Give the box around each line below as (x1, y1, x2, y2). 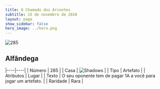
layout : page (5, 16, 33, 21)
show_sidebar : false (5, 21, 49, 26)
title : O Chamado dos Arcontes (5, 7, 71, 12)
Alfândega (5, 54, 39, 62)
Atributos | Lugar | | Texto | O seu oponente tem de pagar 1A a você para (5, 72, 155, 78)
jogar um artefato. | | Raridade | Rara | (5, 78, 84, 84)
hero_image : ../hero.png (5, 26, 57, 31)
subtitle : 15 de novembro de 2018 (5, 12, 78, 17)
